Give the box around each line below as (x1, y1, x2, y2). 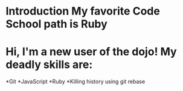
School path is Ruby (5, 17, 108, 31)
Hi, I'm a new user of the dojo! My (5, 45, 177, 59)
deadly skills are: (5, 58, 93, 72)
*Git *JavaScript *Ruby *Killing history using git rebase (5, 78, 146, 86)
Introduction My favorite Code (5, 4, 161, 18)
